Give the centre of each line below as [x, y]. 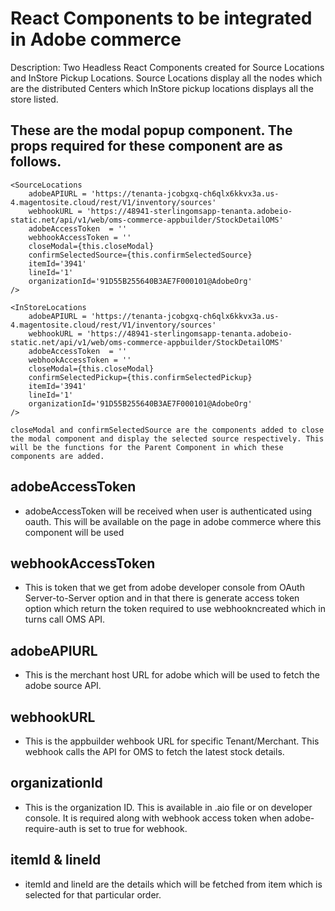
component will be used [74, 532]
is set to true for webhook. [133, 828]
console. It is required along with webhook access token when [153, 818]
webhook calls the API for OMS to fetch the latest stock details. [154, 751]
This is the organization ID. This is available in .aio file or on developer [168, 807]
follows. [36, 162]
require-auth [50, 828]
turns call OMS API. [65, 619]
